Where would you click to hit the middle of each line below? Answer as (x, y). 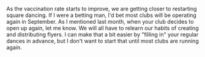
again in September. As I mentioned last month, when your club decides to (100, 22)
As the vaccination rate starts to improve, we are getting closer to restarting (102, 9)
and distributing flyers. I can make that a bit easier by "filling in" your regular (102, 35)
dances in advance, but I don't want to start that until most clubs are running (102, 41)
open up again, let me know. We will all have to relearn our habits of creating (102, 28)
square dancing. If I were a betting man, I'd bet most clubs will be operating (102, 15)
